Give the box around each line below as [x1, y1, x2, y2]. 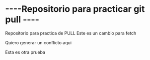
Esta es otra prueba [5, 49, 46, 55]
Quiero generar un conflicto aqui [5, 39, 72, 45]
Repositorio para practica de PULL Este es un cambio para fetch [5, 30, 137, 36]
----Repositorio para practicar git [5, 3, 145, 15]
